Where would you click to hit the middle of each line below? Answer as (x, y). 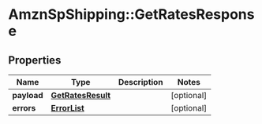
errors (24, 108)
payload (28, 95)
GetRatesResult (81, 95)
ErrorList (67, 108)
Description (140, 82)
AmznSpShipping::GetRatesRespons (131, 15)
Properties (35, 60)
